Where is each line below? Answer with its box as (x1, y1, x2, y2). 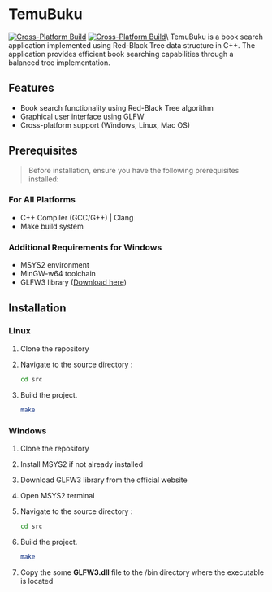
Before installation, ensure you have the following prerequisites (28, 165, 240, 175)
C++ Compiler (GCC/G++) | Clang (19, 212, 134, 222)
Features (8, 81, 54, 95)
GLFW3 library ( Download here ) (19, 277, 127, 287)
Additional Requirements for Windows (8, 242, 162, 253)
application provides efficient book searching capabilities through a (8, 49, 234, 59)
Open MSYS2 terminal (19, 490, 95, 500)
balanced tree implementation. (8, 58, 111, 67)
